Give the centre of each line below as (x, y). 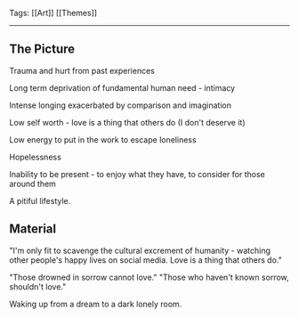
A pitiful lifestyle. (40, 200)
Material (32, 229)
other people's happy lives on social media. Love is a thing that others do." (145, 260)
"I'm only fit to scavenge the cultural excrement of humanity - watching (140, 250)
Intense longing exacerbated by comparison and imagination (120, 105)
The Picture (42, 49)
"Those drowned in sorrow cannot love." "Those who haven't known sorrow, (149, 277)
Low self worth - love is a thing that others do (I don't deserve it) (127, 122)
